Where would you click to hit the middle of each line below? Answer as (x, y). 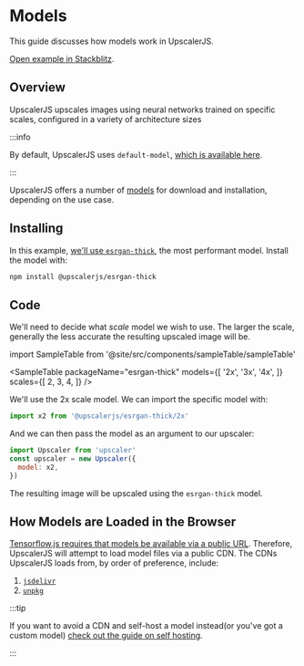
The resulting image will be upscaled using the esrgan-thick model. (136, 493)
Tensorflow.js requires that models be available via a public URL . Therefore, (151, 544)
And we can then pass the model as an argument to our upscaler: (132, 433)
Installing (36, 229)
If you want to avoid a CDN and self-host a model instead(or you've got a (147, 626)
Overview (38, 88)
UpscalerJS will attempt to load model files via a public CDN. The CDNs (143, 554)
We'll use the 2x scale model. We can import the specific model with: (139, 400)
